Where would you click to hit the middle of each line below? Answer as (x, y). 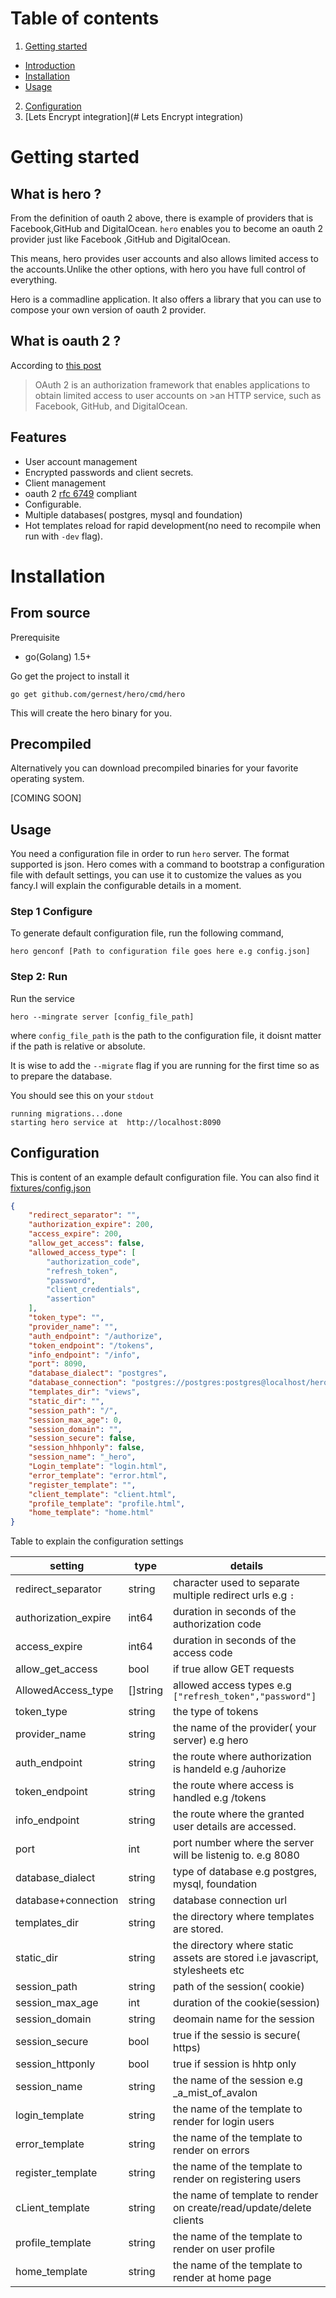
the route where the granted (238, 1814)
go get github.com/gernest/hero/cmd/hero (98, 694)
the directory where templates (243, 1917)
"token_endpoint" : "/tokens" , (91, 1345)
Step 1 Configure (51, 912)
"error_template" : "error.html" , (98, 1475)
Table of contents (85, 18)
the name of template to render (245, 2195)
